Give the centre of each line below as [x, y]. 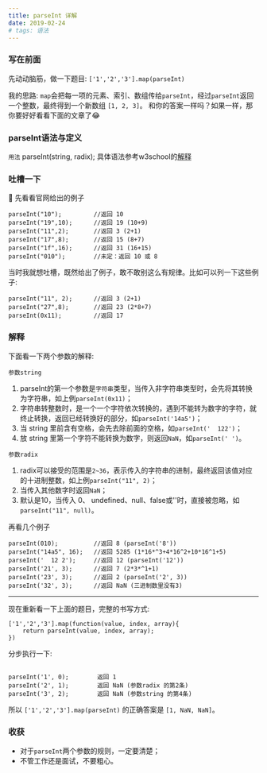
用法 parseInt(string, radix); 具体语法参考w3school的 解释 [100, 157]
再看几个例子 [29, 527]
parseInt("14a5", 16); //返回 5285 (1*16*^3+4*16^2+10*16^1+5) [117, 552]
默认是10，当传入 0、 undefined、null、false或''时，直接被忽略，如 [130, 500]
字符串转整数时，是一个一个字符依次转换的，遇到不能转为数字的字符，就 [138, 408]
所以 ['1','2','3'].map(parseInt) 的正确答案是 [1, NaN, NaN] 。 [114, 709]
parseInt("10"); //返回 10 [66, 215]
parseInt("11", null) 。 [59, 510]
